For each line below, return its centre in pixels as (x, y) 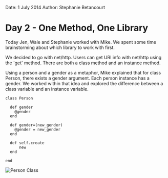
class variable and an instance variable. (47, 89)
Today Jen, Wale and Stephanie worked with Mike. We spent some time (81, 42)
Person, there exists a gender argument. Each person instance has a (78, 78)
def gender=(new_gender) (36, 125)
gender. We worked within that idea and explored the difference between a (84, 83)
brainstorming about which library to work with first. (60, 47)
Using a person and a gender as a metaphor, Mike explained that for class (83, 72)
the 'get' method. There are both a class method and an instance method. (83, 63)
